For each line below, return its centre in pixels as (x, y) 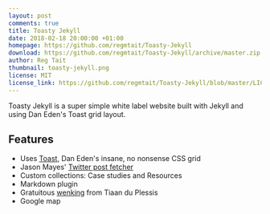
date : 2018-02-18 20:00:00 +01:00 (66, 38)
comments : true (34, 23)
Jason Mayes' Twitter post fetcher (77, 167)
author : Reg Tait (37, 61)
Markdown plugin (49, 184)
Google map (40, 201)
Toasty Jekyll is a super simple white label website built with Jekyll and (126, 106)
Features (31, 139)
